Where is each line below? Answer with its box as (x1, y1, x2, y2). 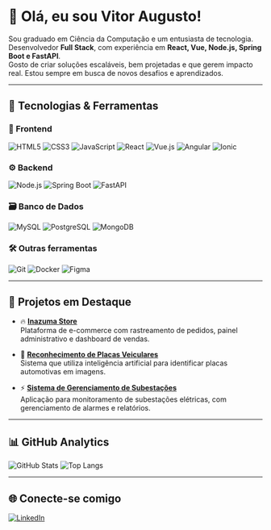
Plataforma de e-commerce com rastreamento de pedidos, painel (19, 326, 238, 336)
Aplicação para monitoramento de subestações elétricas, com (19, 394, 227, 404)
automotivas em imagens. (19, 367, 106, 377)
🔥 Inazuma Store (19, 316, 78, 326)
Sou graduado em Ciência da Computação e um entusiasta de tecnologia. (8, 34, 254, 44)
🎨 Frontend (8, 123, 52, 135)
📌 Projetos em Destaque (8, 294, 131, 309)
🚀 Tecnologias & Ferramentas (8, 99, 159, 113)
